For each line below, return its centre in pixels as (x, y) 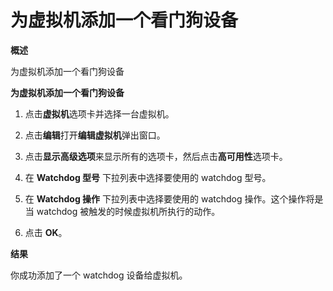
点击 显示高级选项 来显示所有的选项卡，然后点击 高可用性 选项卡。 (156, 156)
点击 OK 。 (46, 232)
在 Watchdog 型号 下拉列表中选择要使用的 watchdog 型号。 (148, 177)
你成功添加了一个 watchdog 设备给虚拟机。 (99, 275)
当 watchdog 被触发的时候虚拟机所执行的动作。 (122, 211)
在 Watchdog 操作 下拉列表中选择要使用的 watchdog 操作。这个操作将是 (174, 198)
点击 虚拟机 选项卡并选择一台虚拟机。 (99, 113)
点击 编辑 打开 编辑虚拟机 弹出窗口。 (95, 135)
